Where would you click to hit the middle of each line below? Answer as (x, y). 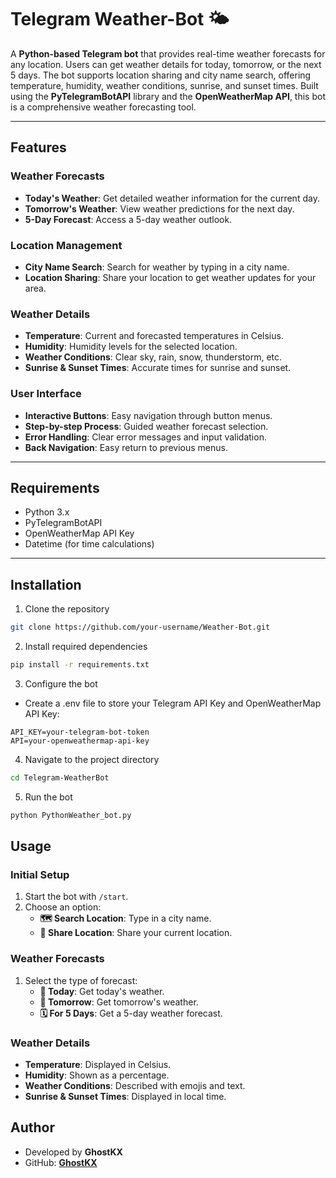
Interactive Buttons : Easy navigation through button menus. (148, 415)
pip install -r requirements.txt (80, 665)
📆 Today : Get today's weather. (102, 991)
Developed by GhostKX (73, 1152)
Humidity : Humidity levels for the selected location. (131, 347)
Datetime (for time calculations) (89, 544)
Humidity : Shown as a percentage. (97, 1075)
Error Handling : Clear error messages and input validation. (145, 437)
